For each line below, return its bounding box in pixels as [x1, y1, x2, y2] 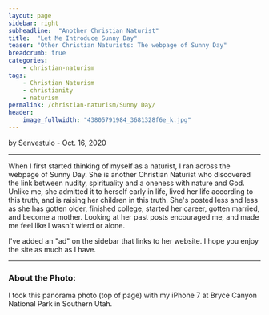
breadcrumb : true [8, 49, 66, 57]
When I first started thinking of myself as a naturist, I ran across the [8, 161, 231, 171]
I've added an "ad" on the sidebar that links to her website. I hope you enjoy [8, 236, 259, 245]
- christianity [22, 86, 74, 95]
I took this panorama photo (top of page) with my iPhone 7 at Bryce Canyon [8, 290, 258, 301]
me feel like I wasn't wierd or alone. [8, 220, 126, 230]
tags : [8, 71, 26, 79]
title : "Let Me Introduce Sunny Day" [8, 34, 138, 42]
